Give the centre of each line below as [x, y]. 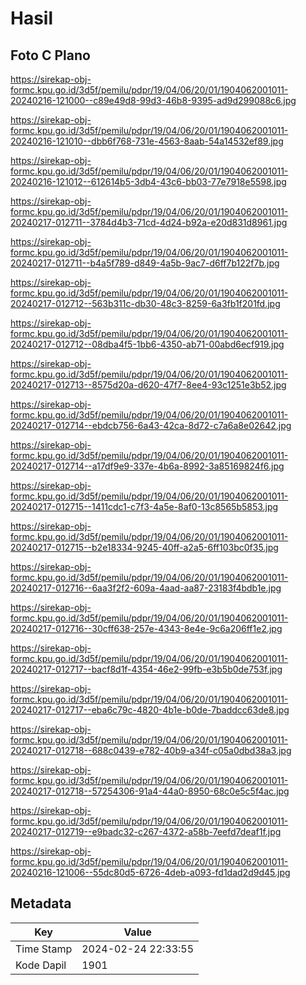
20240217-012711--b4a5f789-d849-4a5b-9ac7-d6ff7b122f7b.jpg [145, 263]
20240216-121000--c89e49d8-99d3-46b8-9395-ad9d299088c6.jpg [153, 100]
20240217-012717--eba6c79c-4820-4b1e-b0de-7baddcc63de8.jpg [150, 710]
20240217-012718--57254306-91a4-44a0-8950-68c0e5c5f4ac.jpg [150, 791]
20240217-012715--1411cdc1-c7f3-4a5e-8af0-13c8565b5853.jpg [144, 506]
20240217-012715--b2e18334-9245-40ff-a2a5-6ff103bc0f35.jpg [144, 547]
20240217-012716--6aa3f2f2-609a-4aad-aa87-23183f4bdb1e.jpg [146, 588]
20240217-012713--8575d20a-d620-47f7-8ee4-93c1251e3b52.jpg [148, 385]
